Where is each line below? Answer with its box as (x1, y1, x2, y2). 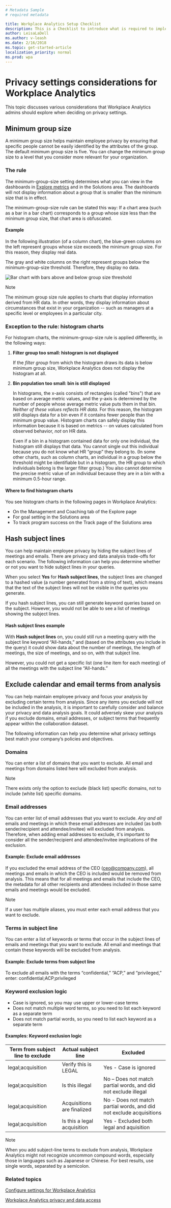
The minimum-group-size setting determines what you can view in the (5, 178, 153, 184)
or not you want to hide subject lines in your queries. (5, 564, 116, 570)
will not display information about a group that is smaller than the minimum (5, 189, 162, 195)
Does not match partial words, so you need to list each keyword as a (12, 1015, 156, 1022)
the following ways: (5, 340, 46, 346)
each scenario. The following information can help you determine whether (5, 559, 161, 565)
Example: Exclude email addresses (5, 854, 80, 860)
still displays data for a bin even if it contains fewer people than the (12, 412, 154, 418)
